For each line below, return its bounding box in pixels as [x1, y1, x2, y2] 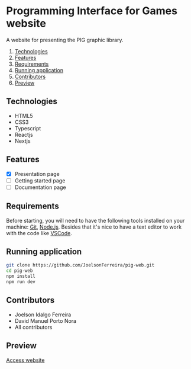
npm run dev [6, 279, 35, 285]
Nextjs [14, 137, 31, 145]
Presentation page [14, 170, 60, 177]
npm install [6, 274, 35, 280]
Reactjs [14, 131, 34, 138]
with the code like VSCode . [6, 229, 72, 236]
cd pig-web [6, 268, 33, 274]
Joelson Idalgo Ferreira [14, 311, 72, 318]
